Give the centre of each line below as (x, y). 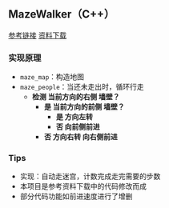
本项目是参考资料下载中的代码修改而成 (83, 186)
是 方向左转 (74, 117)
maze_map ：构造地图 (52, 77)
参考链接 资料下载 (37, 35)
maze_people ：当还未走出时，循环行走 (82, 87)
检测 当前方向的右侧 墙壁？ (76, 97)
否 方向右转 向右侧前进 (81, 137)
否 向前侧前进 (78, 127)
